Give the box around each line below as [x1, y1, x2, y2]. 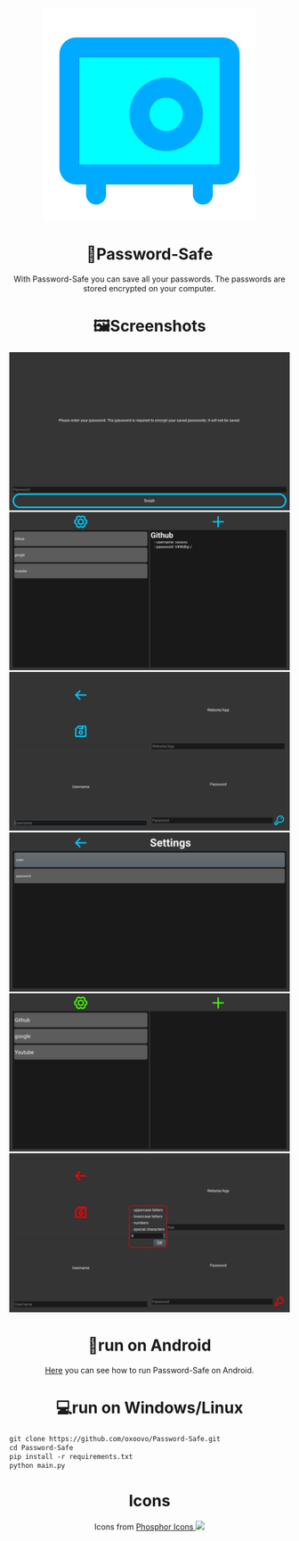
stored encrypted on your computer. [83, 283, 216, 293]
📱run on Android [87, 1335, 212, 1356]
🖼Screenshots [93, 316, 206, 336]
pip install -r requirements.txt [9, 1452, 133, 1461]
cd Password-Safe [9, 1443, 74, 1452]
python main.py [9, 1461, 66, 1470]
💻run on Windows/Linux [55, 1398, 244, 1418]
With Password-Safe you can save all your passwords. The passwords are [12, 274, 287, 284]
